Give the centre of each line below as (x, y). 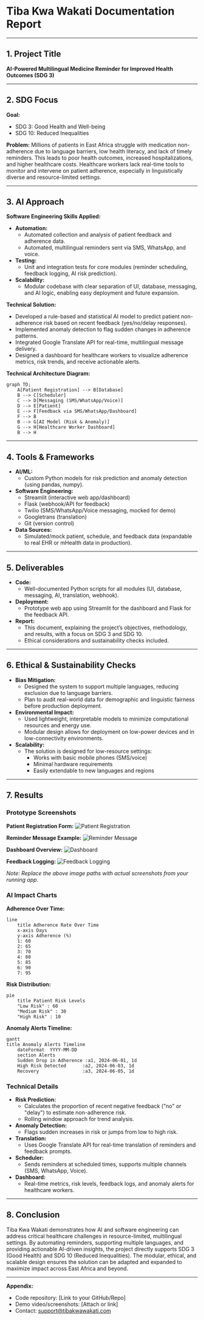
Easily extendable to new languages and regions (94, 770)
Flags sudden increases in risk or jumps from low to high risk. (101, 1132)
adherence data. (45, 241)
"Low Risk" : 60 (38, 1006)
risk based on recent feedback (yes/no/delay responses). (115, 323)
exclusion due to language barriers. (69, 693)
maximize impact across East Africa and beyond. (67, 1268)
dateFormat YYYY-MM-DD (47, 1050)
